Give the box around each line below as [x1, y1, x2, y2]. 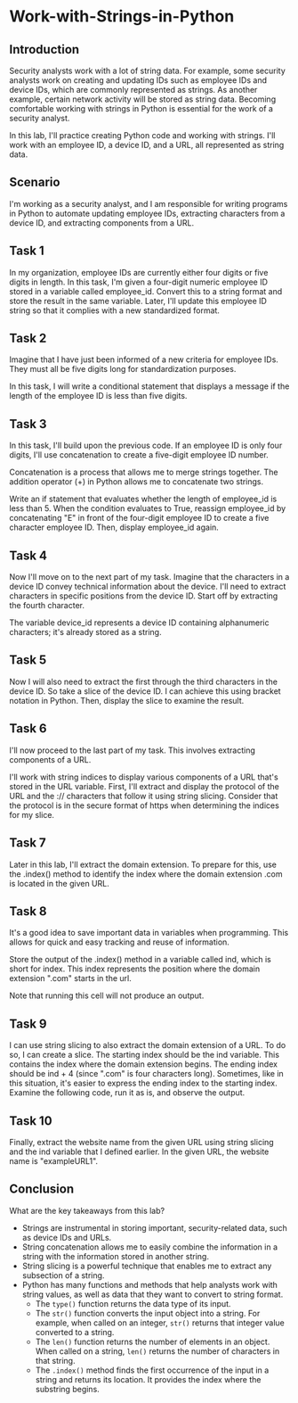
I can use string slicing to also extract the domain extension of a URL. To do [9, 1040, 286, 1051]
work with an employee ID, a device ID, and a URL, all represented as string [9, 140, 285, 150]
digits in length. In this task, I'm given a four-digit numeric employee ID [9, 276, 269, 287]
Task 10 [9, 1113, 52, 1128]
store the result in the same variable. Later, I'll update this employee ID [9, 295, 267, 306]
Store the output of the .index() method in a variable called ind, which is [9, 954, 271, 965]
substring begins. [35, 1383, 100, 1394]
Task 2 [9, 331, 47, 346]
